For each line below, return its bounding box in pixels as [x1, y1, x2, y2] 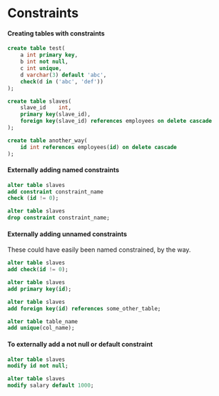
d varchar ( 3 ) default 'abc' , [20, 71, 107, 78]
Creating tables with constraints [7, 29, 105, 37]
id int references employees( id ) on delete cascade [20, 143, 177, 151]
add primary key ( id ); [7, 285, 72, 293]
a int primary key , [20, 51, 78, 59]
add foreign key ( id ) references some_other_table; [7, 305, 161, 312]
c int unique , [20, 65, 62, 72]
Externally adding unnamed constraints [7, 230, 127, 238]
